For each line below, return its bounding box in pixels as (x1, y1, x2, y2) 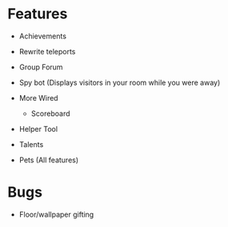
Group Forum (18, 62, 63, 72)
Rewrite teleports (18, 46, 76, 56)
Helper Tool (18, 124, 58, 133)
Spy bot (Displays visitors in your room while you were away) (18, 78, 221, 87)
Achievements (18, 31, 67, 41)
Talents (18, 139, 44, 149)
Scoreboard (30, 109, 70, 118)
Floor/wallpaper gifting (18, 209, 94, 219)
